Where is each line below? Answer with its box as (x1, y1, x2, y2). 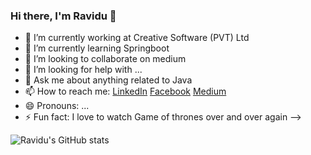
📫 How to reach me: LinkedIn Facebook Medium (24, 85, 227, 98)
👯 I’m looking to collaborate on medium (24, 53, 187, 65)
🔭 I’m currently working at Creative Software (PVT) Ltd (24, 32, 250, 44)
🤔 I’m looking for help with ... (24, 64, 143, 76)
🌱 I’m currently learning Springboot (24, 42, 170, 54)
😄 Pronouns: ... (24, 100, 90, 112)
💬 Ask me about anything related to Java (24, 74, 193, 86)
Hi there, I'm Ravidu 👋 (10, 9, 117, 23)
